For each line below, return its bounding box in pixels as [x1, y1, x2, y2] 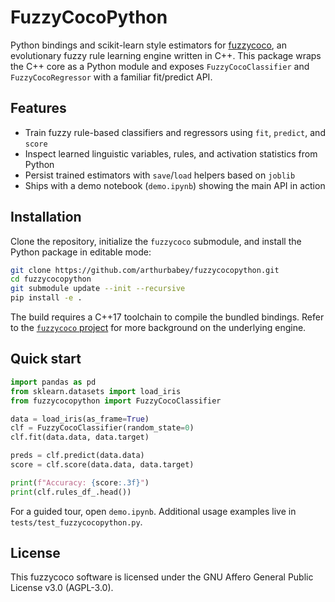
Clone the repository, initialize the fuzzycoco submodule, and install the [10, 235, 302, 247]
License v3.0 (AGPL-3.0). [10, 582, 114, 594]
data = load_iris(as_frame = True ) [10, 414, 150, 424]
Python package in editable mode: [10, 246, 152, 258]
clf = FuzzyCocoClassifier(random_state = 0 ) [10, 423, 195, 433]
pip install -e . [10, 293, 83, 303]
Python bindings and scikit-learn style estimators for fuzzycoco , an [10, 39, 287, 51]
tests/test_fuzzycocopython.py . [10, 516, 143, 528]
